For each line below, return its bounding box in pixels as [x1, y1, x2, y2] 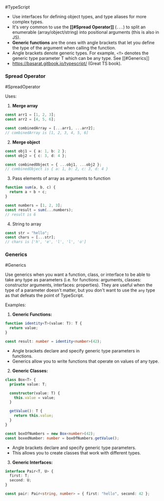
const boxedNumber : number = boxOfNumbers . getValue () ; [5, 436, 119, 441]
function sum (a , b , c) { [5, 185, 56, 190]
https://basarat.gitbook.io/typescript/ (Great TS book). [12, 61, 122, 66]
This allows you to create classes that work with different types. [12, 450, 141, 455]
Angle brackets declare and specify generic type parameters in [12, 348, 140, 353]
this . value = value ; [14, 395, 56, 400]
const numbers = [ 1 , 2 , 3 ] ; [5, 203, 63, 208]
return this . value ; [14, 413, 54, 418]
